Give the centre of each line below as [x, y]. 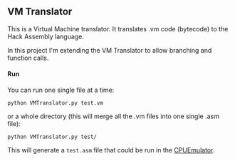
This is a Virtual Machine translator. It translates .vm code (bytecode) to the [118, 28]
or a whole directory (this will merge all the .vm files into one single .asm [113, 116]
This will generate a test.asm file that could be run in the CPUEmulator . [111, 150]
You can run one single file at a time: [61, 90]
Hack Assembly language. [46, 36]
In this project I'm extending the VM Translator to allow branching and [110, 50]
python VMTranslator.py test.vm [55, 103]
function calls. [28, 58]
